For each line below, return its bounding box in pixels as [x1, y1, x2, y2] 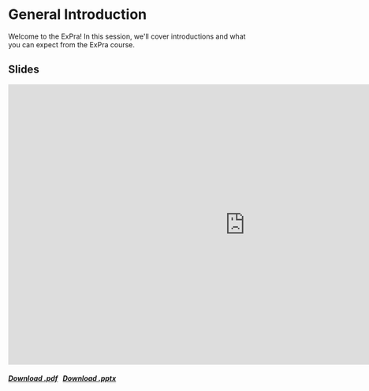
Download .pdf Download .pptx [8, 374, 117, 383]
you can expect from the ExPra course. [8, 39, 136, 49]
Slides [8, 63, 39, 76]
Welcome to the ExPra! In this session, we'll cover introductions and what [8, 32, 246, 41]
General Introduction [8, 6, 147, 24]
